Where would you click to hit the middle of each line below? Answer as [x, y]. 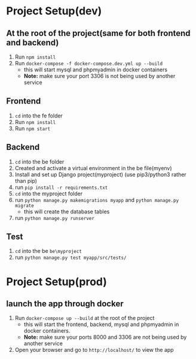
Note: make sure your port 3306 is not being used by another [99, 76]
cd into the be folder [39, 162]
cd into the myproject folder [49, 194]
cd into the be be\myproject [48, 251]
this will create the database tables [67, 212]
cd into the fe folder [39, 116]
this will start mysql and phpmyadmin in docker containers [96, 70]
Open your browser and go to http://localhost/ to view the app [94, 350]
